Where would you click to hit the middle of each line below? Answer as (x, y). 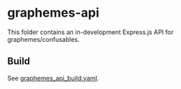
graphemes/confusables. (43, 39)
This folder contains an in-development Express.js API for (90, 32)
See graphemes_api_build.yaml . (53, 78)
